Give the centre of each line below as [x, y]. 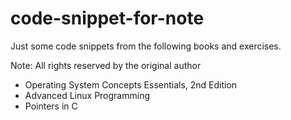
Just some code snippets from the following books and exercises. [146, 46]
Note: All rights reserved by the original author [106, 65]
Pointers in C [51, 106]
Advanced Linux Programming [87, 95]
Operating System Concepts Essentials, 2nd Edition [131, 84]
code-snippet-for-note [107, 18]
